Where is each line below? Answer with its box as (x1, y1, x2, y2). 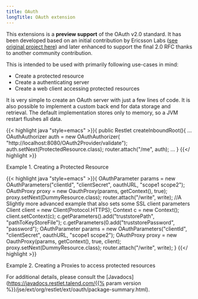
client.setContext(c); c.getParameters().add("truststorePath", (6, 213, 155, 220)
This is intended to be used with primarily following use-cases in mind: (6, 60, 179, 68)
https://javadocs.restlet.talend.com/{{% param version (8, 279, 141, 287)
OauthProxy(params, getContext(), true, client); (6, 237, 122, 245)
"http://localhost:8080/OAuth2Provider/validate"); (6, 139, 128, 146)
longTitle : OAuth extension (6, 14, 76, 20)
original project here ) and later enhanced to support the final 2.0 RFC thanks (6, 43, 193, 50)
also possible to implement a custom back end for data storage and (6, 102, 171, 110)
